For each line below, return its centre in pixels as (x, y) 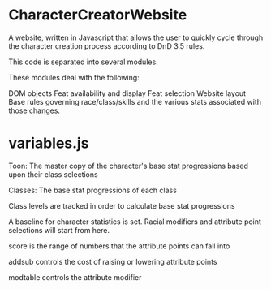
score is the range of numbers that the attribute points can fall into (119, 246)
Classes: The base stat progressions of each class (92, 190)
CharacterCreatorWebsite (98, 15)
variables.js (49, 143)
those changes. (34, 110)
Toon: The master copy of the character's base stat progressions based (129, 166)
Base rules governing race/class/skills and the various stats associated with (135, 101)
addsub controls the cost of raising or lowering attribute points (113, 261)
